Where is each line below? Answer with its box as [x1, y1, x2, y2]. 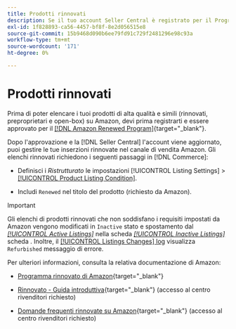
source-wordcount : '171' [7, 43, 80, 50]
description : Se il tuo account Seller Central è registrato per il [7, 17, 212, 24]
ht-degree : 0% [7, 50, 49, 57]
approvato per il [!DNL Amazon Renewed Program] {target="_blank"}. [7, 124, 207, 132]
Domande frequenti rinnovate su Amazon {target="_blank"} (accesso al [17, 307, 223, 315]
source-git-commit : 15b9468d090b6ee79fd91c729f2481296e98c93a [7, 30, 193, 37]
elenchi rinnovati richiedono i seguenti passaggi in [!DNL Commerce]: [7, 153, 209, 161]
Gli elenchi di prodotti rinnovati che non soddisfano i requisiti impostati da [7, 214, 220, 223]
